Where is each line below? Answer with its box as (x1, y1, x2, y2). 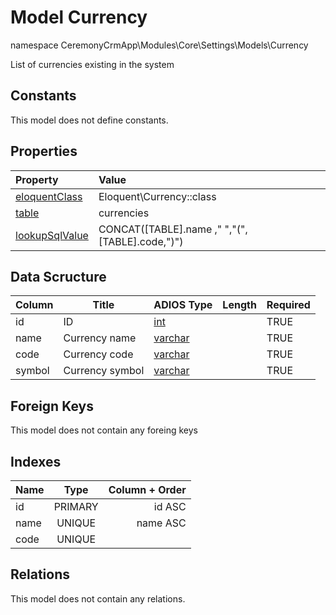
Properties (10, 143, 78, 160)
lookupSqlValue (15, 228, 89, 242)
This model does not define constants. (10, 114, 169, 126)
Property (15, 172, 59, 186)
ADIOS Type (153, 298, 213, 312)
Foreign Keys (10, 397, 94, 415)
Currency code (63, 347, 134, 361)
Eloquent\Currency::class (98, 189, 217, 203)
